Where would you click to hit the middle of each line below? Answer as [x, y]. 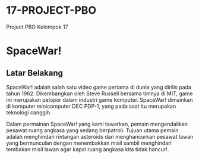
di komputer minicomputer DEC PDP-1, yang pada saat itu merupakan [91, 106]
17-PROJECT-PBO [51, 10]
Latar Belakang [35, 73]
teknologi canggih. [29, 112]
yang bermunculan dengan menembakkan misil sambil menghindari [89, 143]
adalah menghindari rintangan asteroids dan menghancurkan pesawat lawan [100, 136]
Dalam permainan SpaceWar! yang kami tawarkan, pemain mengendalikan [97, 124]
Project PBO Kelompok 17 [37, 27]
